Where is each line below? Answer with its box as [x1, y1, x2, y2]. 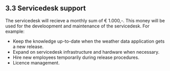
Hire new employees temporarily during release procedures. [12, 54, 139, 60]
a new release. [12, 43, 44, 50]
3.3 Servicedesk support [5, 4, 86, 13]
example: [5, 28, 25, 34]
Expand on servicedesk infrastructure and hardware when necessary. [12, 49, 160, 55]
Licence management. [12, 59, 60, 65]
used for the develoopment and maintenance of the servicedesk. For [5, 23, 150, 29]
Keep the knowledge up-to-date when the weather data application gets [12, 38, 165, 44]
